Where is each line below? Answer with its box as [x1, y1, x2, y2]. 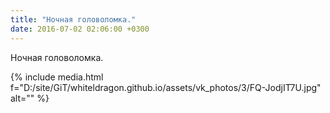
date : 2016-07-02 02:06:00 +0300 [10, 24, 150, 34]
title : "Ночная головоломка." [10, 14, 137, 25]
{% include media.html [10, 71, 104, 83]
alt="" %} [10, 92, 50, 104]
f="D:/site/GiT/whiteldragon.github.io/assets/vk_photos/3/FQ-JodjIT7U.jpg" [10, 81, 322, 93]
